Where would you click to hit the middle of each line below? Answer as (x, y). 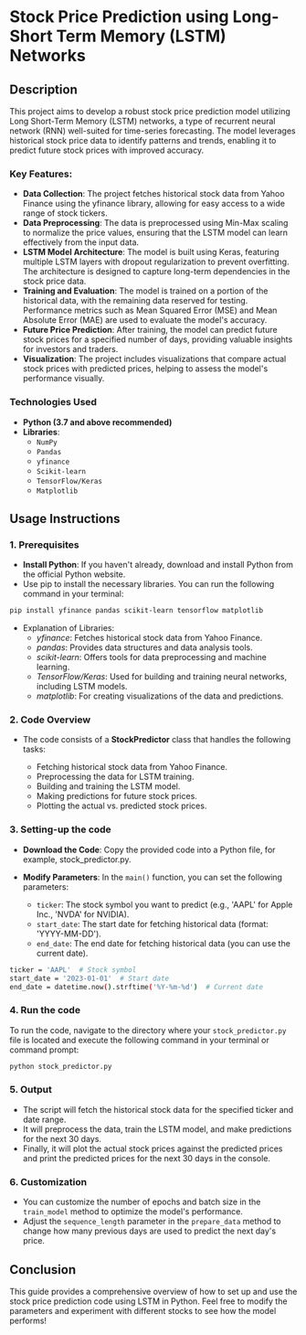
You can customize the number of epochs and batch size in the (142, 1202)
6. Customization (48, 1181)
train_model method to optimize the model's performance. (133, 1212)
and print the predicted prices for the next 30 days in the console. (147, 1158)
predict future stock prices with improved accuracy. (106, 150)
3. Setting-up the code (60, 829)
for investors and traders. (70, 349)
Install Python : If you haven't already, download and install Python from (158, 565)
